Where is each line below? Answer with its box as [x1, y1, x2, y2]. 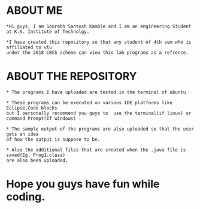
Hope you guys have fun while [6, 177, 160, 191]
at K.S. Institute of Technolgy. [6, 28, 90, 35]
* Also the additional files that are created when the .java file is [6, 147, 186, 153]
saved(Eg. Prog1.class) [6, 152, 66, 158]
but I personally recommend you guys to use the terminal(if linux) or [6, 110, 192, 116]
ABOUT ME [6, 4, 63, 17]
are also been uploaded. [6, 157, 68, 163]
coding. [6, 190, 46, 204]
